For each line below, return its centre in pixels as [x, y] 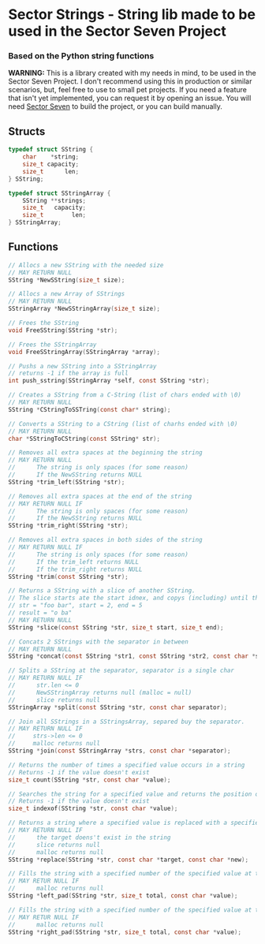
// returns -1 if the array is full [68, 373]
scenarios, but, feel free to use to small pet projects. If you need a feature [127, 90]
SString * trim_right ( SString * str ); [68, 526]
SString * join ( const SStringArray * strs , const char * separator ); [119, 751]
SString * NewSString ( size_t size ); [67, 280]
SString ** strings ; [54, 200]
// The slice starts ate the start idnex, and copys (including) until [128, 598]
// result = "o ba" [40, 613]
